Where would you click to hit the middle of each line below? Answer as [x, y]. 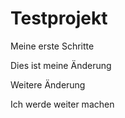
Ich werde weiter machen [62, 104]
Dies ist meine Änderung [61, 65]
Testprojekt [59, 18]
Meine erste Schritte [52, 46]
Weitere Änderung [48, 84]
